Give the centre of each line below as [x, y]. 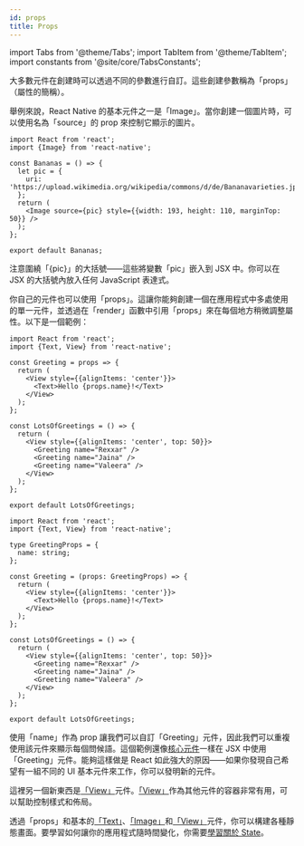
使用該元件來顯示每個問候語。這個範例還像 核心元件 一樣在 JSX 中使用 [138, 748]
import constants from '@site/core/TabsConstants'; [105, 62]
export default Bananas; [56, 250]
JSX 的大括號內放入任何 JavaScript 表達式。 [92, 279]
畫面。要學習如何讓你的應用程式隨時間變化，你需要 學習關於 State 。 [143, 832]
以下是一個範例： [57, 322]
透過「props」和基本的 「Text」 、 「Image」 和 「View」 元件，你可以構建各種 [148, 821]
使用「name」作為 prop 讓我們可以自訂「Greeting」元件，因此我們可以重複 [150, 737]
